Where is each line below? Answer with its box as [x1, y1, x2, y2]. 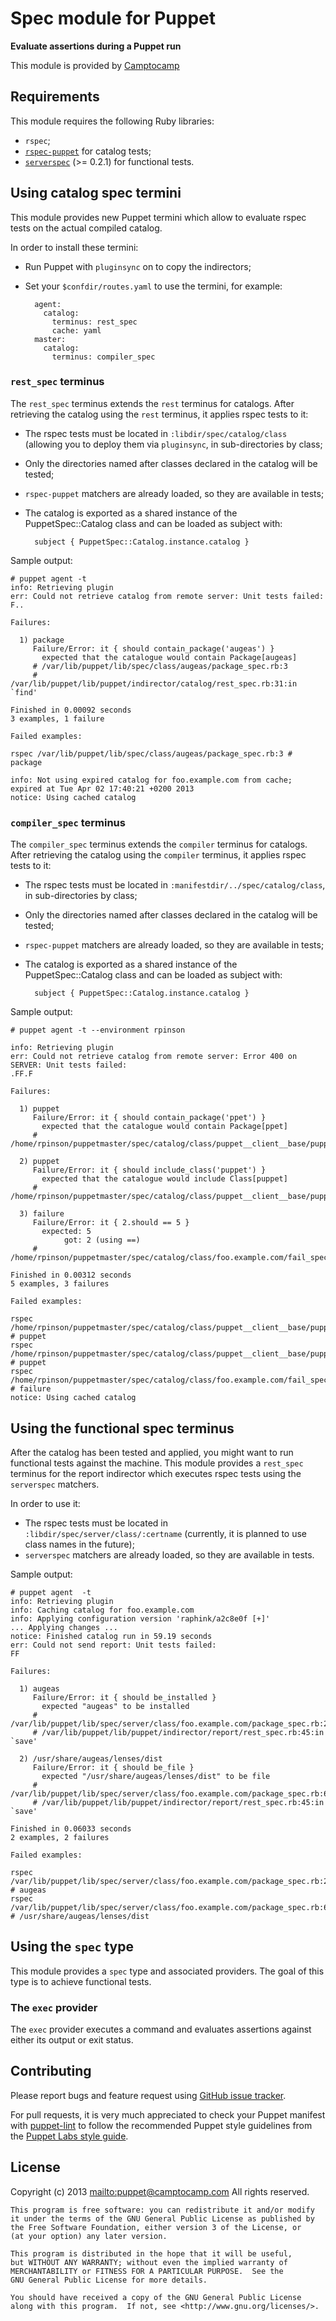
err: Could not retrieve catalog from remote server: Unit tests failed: [10, 591, 325, 601]
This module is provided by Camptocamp [10, 59, 180, 71]
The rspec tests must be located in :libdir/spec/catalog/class [24, 427, 288, 439]
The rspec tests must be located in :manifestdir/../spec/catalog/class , [24, 879, 326, 891]
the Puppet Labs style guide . [10, 2130, 129, 2142]
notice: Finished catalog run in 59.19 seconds [10, 1631, 213, 1641]
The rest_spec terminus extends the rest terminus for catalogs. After [10, 397, 295, 409]
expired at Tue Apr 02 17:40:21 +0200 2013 [10, 783, 195, 794]
